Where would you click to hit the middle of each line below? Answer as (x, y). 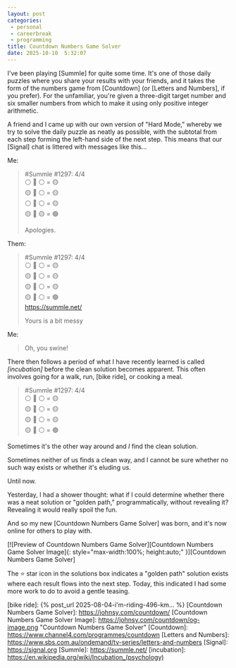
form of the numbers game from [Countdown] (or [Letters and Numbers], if (116, 88)
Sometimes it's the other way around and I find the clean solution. (103, 446)
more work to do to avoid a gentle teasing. (69, 591)
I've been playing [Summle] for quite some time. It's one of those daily (109, 73)
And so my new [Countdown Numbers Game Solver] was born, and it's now (117, 523)
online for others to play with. (50, 531)
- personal (26, 27)
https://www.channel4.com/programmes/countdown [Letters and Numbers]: (118, 634)
